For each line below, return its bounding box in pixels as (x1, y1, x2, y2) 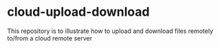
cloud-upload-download (7, 4, 150, 20)
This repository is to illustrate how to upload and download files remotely (7, 27, 214, 35)
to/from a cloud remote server (7, 34, 93, 42)
